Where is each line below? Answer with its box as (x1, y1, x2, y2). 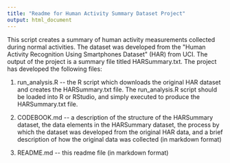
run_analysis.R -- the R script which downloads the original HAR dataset (16, 78, 221, 86)
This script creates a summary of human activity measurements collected (7, 35, 216, 43)
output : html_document (7, 17, 72, 23)
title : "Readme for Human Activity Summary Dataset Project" (7, 10, 186, 17)
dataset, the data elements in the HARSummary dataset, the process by (16, 120, 220, 129)
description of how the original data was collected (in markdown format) (16, 135, 222, 143)
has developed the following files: (7, 65, 102, 73)
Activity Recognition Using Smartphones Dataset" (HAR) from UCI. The (7, 50, 208, 58)
